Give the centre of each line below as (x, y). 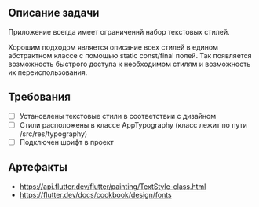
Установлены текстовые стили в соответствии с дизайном (118, 116)
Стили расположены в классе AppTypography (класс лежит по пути (133, 124)
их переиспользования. (48, 72)
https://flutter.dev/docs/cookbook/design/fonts (96, 194)
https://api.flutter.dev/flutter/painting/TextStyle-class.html (113, 186)
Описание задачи (54, 13)
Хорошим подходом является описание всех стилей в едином (113, 47)
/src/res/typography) (53, 134)
